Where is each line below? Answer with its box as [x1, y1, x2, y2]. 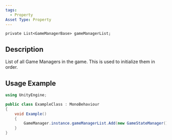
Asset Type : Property [5, 17, 52, 22]
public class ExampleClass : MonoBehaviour [5, 102, 100, 107]
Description [5, 45, 44, 54]
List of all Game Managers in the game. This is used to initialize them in [5, 58, 155, 65]
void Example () [14, 111, 47, 116]
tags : [5, 7, 17, 13]
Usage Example [5, 79, 56, 88]
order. [5, 64, 18, 70]
